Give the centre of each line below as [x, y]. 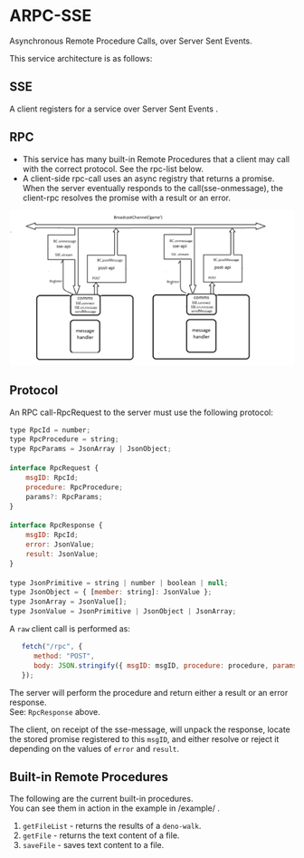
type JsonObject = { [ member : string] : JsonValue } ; [111, 593]
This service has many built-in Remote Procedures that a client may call [156, 159]
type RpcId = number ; [50, 430]
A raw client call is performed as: [70, 629]
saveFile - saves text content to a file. [93, 845]
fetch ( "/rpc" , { [52, 647]
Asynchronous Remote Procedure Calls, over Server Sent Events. [131, 41]
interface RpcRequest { [54, 468]
